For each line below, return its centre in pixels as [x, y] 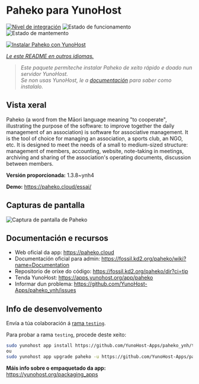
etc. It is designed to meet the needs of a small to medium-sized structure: [97, 145]
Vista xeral [26, 105]
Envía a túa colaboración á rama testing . [56, 323]
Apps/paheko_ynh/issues [45, 290]
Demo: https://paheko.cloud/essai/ [49, 186]
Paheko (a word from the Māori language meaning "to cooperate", [86, 119]
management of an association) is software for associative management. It [97, 132]
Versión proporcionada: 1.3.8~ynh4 [50, 175]
